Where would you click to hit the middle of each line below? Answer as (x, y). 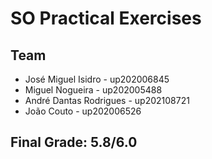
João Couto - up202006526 (83, 111)
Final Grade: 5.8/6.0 (74, 142)
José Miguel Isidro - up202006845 (97, 79)
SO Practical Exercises (106, 18)
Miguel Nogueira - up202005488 (93, 90)
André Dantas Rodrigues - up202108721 (107, 100)
